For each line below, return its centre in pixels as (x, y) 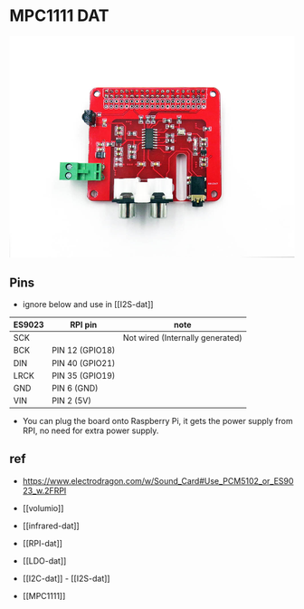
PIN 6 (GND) (75, 388)
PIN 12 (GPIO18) (83, 351)
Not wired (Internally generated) (182, 338)
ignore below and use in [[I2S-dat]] (88, 304)
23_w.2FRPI (44, 490)
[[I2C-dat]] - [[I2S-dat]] (66, 578)
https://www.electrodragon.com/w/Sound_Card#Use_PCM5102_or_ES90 (158, 480)
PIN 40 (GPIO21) (83, 362)
